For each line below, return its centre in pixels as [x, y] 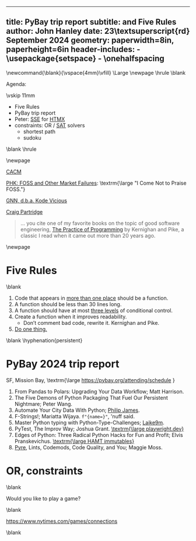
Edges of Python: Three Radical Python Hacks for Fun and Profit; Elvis [99, 435]
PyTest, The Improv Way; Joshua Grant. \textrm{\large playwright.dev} [99, 429]
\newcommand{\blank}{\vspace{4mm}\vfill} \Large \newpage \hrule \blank [96, 72]
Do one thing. [31, 329]
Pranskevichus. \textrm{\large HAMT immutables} [74, 441]
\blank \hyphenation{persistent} [44, 340]
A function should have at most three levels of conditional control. [94, 310]
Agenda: [16, 84]
